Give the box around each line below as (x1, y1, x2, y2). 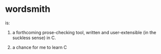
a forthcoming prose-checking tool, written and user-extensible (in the (12, 29, 157, 35)
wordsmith (5, 3, 51, 15)
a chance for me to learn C (12, 44, 67, 50)
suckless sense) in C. (12, 35, 56, 41)
